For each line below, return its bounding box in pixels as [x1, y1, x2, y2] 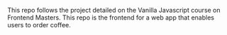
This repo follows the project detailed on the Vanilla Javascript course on [7, 6, 221, 14]
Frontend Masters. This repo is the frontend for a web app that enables [7, 13, 215, 22]
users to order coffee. [7, 21, 71, 29]
